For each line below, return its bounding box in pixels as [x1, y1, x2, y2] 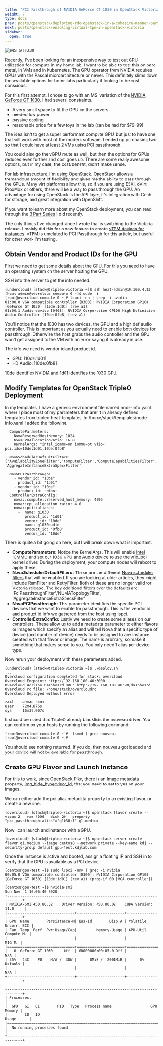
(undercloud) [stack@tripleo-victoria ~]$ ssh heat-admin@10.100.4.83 [5, 287, 151, 292]
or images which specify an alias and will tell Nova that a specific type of [12, 626, 158, 632]
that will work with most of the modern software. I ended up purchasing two [5, 136, 157, 142]
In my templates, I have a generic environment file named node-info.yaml [5, 404, 151, 410]
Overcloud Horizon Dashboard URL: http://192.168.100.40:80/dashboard [5, 683, 151, 687]
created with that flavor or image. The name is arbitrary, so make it [12, 637, 146, 642]
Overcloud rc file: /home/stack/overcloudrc [5, 687, 97, 692]
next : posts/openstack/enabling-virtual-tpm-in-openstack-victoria [5, 25, 145, 30]
